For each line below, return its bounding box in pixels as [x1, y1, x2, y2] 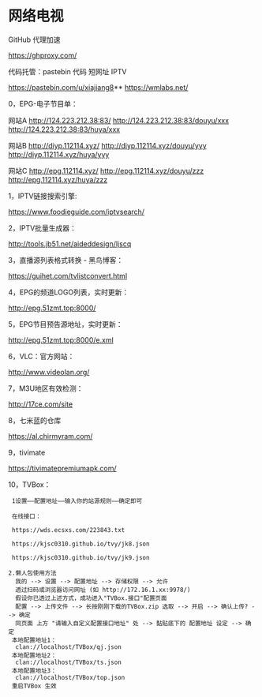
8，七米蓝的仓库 [8, 415, 62, 425]
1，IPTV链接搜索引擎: [8, 191, 77, 200]
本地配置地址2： [11, 651, 57, 659]
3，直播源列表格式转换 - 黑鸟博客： [8, 255, 124, 264]
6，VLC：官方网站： [8, 351, 75, 361]
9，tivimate [8, 448, 46, 457]
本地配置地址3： [11, 666, 57, 675]
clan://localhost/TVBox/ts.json [15, 658, 122, 666]
